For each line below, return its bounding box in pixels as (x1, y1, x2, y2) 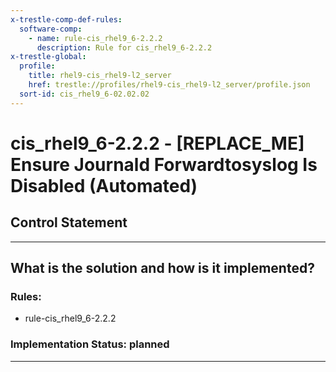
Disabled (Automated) (10, 174, 198, 197)
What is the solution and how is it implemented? (10, 260, 315, 277)
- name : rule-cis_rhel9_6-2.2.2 (28, 33, 163, 43)
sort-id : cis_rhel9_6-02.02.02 (19, 89, 150, 99)
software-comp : (19, 24, 83, 34)
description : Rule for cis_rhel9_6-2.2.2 (36, 42, 213, 53)
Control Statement (10, 214, 128, 231)
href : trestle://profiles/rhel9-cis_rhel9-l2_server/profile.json (28, 80, 311, 90)
